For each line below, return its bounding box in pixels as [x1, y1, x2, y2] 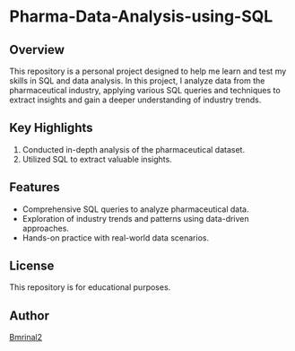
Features [9, 180, 60, 195]
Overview [9, 42, 65, 57]
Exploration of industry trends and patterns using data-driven [22, 213, 249, 224]
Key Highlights [9, 120, 93, 136]
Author [9, 308, 49, 323]
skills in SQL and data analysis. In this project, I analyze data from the [9, 75, 265, 86]
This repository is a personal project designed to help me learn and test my [9, 66, 287, 76]
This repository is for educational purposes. [9, 282, 171, 293]
